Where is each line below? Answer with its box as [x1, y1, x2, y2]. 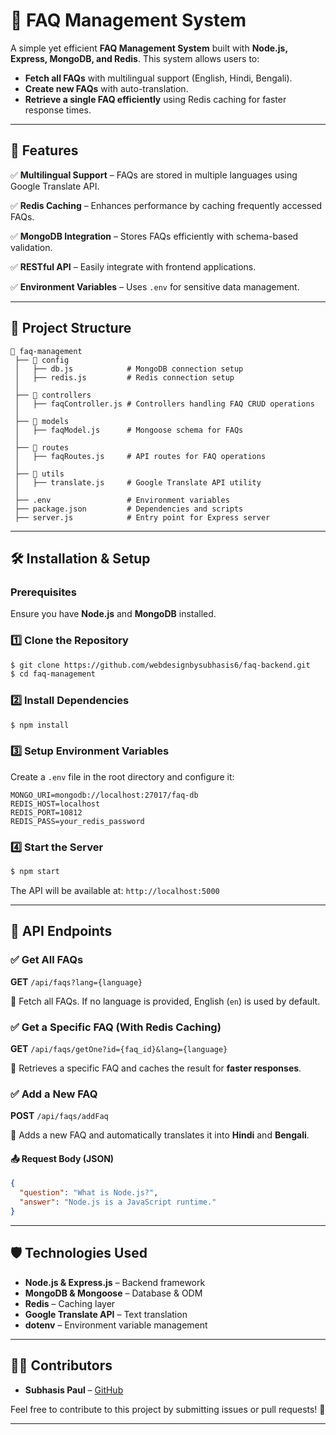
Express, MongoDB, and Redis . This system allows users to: [10, 52, 260, 64]
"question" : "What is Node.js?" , [19, 1188, 159, 1198]
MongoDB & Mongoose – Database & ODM [24, 1287, 203, 1299]
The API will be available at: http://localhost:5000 [10, 884, 220, 896]
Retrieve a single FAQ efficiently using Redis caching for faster [24, 93, 287, 105]
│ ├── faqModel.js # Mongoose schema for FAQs [14, 425, 244, 435]
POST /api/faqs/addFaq [10, 1110, 109, 1122]
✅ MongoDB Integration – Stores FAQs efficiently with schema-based [10, 230, 299, 242]
